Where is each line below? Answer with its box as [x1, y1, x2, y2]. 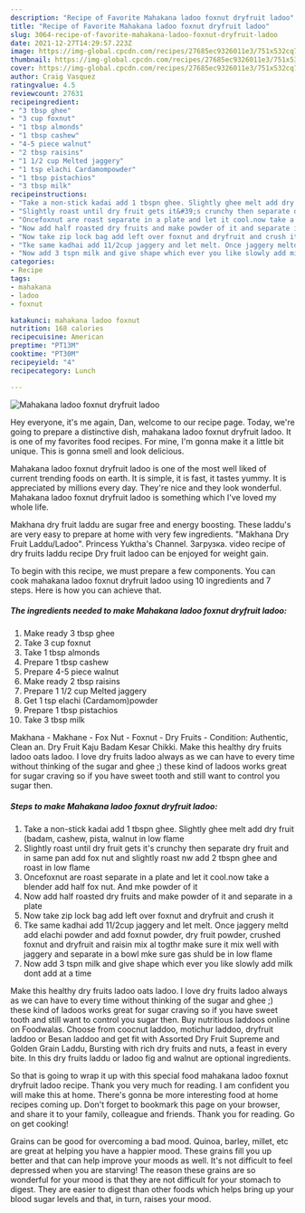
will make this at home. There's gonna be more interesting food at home [10, 1090, 279, 1101]
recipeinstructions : [10, 190, 89, 199]
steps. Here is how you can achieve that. [10, 585, 162, 596]
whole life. [10, 501, 49, 512]
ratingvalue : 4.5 [10, 81, 76, 90]
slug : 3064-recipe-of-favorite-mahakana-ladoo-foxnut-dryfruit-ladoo [10, 30, 279, 39]
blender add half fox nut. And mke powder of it [23, 882, 198, 893]
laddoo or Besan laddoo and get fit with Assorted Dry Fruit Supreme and [10, 1034, 280, 1045]
